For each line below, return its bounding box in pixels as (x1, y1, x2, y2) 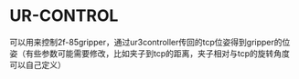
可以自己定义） (9, 59, 66, 70)
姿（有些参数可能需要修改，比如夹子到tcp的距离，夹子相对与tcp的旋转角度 (9, 47, 291, 59)
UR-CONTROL (9, 5, 119, 26)
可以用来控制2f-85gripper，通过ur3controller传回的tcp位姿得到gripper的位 (9, 36, 291, 47)
